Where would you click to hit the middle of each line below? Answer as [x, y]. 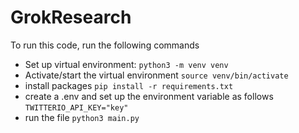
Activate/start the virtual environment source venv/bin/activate [156, 75]
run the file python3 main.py [82, 117]
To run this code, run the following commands [105, 45]
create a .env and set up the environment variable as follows [149, 96]
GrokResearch [71, 17]
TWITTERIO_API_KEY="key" [76, 107]
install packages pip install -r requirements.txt [129, 85]
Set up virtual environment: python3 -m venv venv [126, 64]
